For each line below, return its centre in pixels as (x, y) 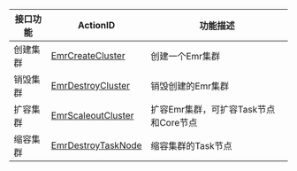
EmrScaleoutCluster (92, 116)
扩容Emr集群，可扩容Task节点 (213, 109)
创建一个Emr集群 (185, 56)
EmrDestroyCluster (91, 85)
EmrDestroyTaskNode (96, 145)
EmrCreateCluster (88, 55)
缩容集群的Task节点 (191, 146)
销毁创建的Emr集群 (190, 86)
